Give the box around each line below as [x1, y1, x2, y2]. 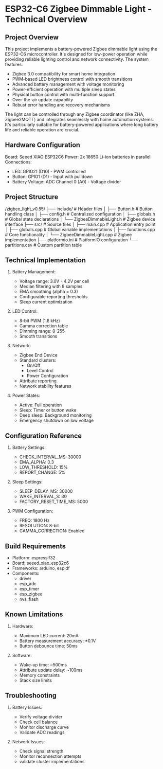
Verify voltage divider [19, 714, 63, 719]
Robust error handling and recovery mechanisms [12, 102, 110, 107]
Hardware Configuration [5, 141, 80, 149]
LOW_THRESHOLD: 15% [19, 465, 68, 470]
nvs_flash [19, 596, 39, 602]
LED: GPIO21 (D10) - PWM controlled [12, 168, 86, 174]
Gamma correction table [19, 323, 68, 329]
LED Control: [12, 308, 38, 314]
